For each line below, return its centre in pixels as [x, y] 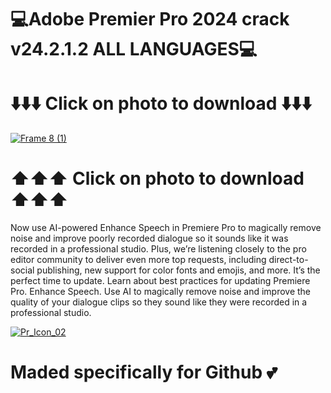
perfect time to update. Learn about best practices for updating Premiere [160, 281]
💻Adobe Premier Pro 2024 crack [150, 19]
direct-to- [288, 260]
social [22, 270]
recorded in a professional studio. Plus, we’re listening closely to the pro [158, 249]
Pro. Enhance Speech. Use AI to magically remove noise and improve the [161, 292]
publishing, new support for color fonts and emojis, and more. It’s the [178, 270]
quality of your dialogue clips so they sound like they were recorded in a [159, 302]
